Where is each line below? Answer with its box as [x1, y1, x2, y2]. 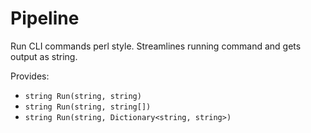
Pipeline [10, 7, 80, 30]
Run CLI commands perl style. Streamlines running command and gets [10, 40, 302, 52]
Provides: [10, 70, 50, 82]
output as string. [10, 50, 78, 62]
